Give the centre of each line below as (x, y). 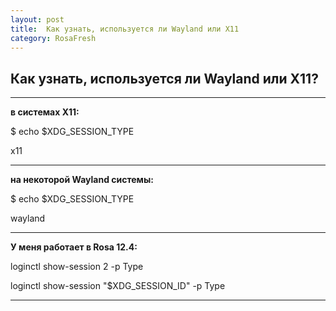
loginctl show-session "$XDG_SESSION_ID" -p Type (118, 286)
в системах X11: (45, 112)
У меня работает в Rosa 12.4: (74, 247)
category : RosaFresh (53, 38)
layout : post (37, 19)
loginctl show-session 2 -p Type (77, 267)
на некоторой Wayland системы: (82, 180)
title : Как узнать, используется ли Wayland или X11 (125, 29)
